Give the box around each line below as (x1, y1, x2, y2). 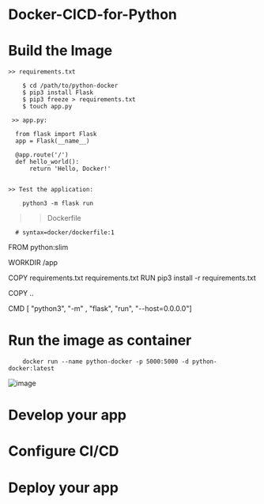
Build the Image (8, 42, 113, 60)
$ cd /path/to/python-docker (22, 81, 119, 90)
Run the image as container (8, 332, 192, 350)
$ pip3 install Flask (22, 89, 93, 97)
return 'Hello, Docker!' (28, 165, 111, 173)
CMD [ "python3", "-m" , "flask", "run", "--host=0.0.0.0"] (8, 304, 192, 313)
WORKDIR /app (8, 258, 58, 267)
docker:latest (8, 365, 55, 373)
